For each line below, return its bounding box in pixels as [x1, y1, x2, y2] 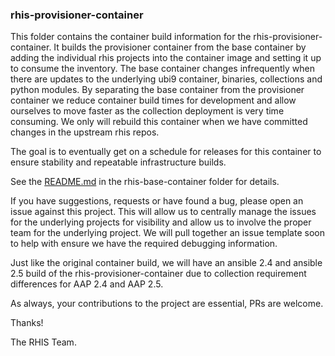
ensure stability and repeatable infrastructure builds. [10, 156, 227, 168]
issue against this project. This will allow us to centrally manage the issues [10, 206, 317, 218]
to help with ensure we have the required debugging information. [10, 238, 278, 250]
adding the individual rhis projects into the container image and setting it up [10, 52, 322, 64]
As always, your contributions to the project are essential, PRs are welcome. [10, 298, 324, 310]
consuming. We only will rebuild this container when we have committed [10, 116, 308, 128]
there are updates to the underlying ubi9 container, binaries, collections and [10, 73, 323, 85]
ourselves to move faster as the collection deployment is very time [10, 105, 285, 117]
